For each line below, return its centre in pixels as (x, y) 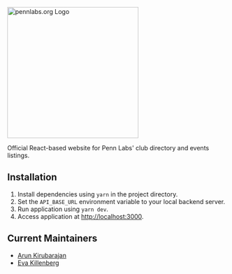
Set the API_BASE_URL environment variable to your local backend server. (121, 201)
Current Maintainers (52, 239)
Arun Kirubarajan (42, 255)
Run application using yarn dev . (63, 209)
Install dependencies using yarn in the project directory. (97, 194)
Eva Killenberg (38, 263)
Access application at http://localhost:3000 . (80, 216)
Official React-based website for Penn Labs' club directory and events (108, 148)
